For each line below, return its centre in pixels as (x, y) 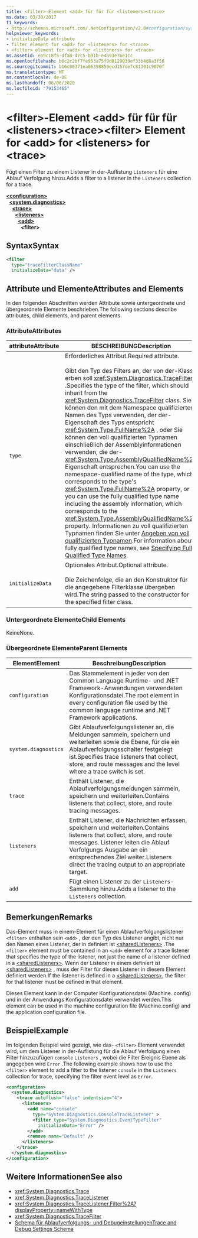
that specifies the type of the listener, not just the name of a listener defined (98, 956)
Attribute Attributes (34, 330)
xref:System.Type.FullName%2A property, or (127, 489)
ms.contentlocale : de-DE (37, 77)
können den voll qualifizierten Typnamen (121, 437)
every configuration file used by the (118, 703)
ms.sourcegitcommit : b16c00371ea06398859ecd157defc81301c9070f (85, 66)
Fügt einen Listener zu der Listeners (120, 881)
